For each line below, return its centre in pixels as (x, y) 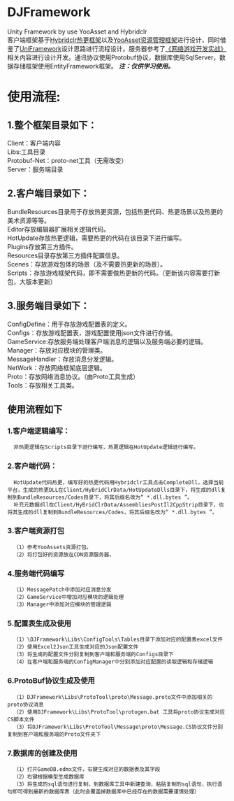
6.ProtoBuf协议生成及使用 (51, 681)
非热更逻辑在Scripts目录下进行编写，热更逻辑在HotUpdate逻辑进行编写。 (106, 447)
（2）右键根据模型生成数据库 (49, 777)
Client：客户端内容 (34, 143)
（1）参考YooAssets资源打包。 (53, 547)
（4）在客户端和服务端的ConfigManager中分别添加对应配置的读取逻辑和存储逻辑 (114, 662)
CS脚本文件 (21, 719)
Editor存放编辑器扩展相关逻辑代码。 (59, 229)
